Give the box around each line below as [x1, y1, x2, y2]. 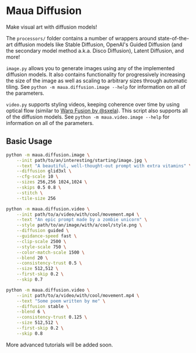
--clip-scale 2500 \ [16, 238, 66, 244]
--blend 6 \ [16, 309, 45, 315]
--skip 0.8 [16, 330, 43, 337]
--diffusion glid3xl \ [16, 168, 72, 174]
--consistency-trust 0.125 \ [16, 314, 87, 320]
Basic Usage [6, 136, 52, 147]
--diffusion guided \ [16, 228, 69, 234]
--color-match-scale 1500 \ [16, 250, 85, 255]
